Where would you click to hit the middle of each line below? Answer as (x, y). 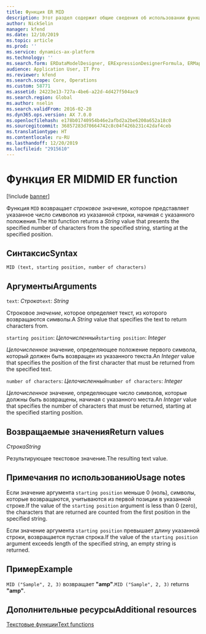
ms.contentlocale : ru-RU (38, 138)
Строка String (24, 446)
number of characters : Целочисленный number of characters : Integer (94, 381)
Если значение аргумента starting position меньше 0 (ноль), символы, (101, 492)
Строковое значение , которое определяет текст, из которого (87, 313)
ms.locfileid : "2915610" (38, 149)
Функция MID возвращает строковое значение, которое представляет (98, 208)
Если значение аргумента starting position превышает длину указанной (103, 530)
